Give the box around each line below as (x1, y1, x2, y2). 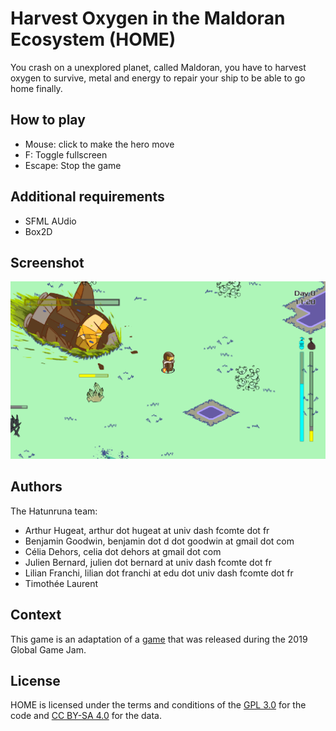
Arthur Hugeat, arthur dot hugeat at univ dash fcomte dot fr (24, 524, 270, 536)
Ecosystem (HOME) (10, 28, 177, 51)
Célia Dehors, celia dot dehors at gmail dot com (24, 545, 222, 557)
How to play (10, 112, 86, 129)
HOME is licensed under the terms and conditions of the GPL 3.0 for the (10, 699, 307, 711)
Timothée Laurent (24, 577, 99, 589)
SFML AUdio (24, 215, 77, 227)
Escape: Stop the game (24, 159, 122, 171)
